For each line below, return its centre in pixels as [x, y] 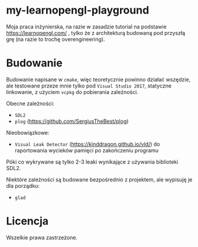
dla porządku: [23, 186]
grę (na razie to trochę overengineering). [56, 39]
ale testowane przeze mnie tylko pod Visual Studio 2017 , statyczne [89, 86]
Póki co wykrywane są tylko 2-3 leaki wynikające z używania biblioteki [92, 162]
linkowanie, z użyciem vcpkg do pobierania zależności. [72, 92]
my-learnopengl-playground [78, 10]
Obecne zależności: [30, 103]
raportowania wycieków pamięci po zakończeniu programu [87, 150]
